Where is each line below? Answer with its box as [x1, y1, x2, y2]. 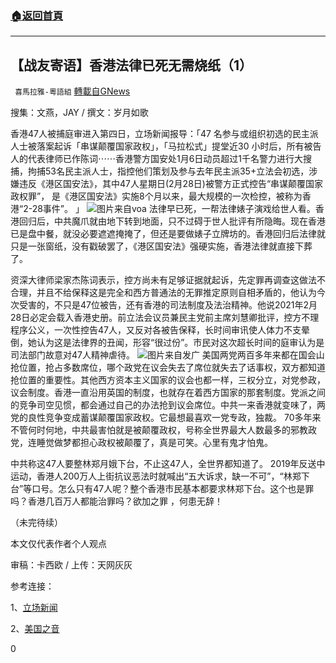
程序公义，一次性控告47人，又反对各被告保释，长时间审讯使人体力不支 [10, 324, 302, 336]
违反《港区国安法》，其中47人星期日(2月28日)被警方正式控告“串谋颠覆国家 [18, 178, 324, 190]
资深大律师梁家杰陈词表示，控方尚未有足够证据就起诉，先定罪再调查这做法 [10, 274, 317, 286]
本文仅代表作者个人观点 [10, 538, 107, 550]
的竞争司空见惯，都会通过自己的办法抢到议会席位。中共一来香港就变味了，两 [10, 399, 326, 411]
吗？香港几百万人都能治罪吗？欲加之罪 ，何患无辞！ [10, 495, 223, 507]
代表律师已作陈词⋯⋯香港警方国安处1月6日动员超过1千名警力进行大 [27, 153, 304, 165]
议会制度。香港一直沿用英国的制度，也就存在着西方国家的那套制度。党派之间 [10, 387, 326, 399]
